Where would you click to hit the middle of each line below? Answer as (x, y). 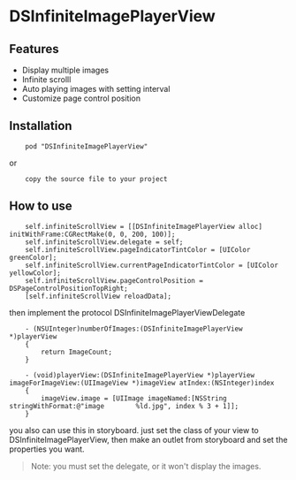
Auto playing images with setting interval (96, 89)
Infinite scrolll (46, 80)
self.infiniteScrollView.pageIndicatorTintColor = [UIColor (138, 249)
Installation (41, 126)
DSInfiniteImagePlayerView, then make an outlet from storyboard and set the (148, 439)
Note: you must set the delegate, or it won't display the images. (146, 466)
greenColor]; (33, 257)
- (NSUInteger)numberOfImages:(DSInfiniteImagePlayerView (134, 329)
